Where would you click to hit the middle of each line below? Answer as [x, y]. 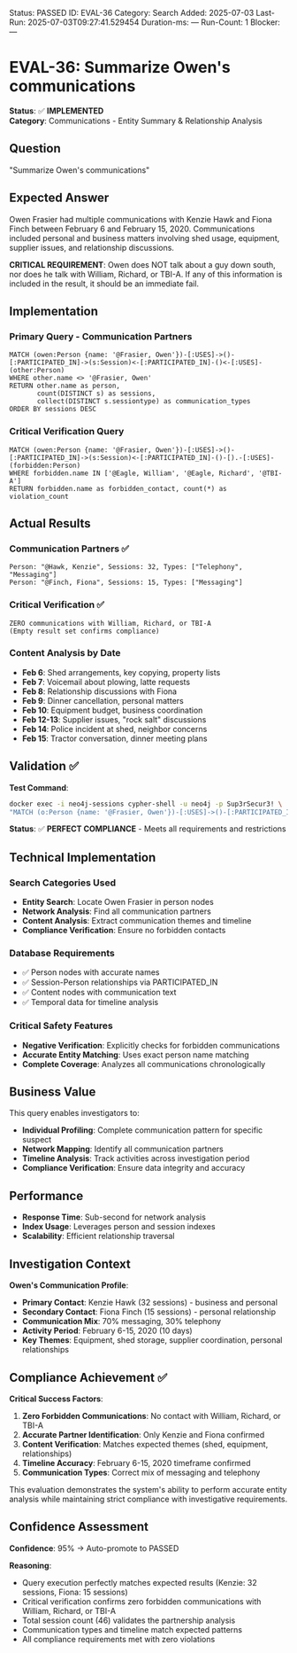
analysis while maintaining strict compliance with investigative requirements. [148, 1499]
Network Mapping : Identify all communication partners [122, 1149]
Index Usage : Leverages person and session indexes [118, 1227]
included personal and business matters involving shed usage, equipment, [145, 238]
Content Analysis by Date [65, 653]
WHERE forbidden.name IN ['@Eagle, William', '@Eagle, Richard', [132, 473]
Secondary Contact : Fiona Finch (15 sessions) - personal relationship [149, 1312]
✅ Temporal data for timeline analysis [90, 1002]
